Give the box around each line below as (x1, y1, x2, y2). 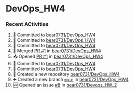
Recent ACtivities (5, 21, 49, 28)
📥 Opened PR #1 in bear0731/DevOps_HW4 (12, 53, 104, 60)
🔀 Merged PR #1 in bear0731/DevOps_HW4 (12, 48, 101, 54)
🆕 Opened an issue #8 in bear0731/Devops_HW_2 (12, 82, 117, 88)
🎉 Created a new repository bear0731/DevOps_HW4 (12, 71, 120, 77)
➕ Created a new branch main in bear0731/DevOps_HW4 (12, 77, 129, 83)
